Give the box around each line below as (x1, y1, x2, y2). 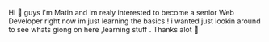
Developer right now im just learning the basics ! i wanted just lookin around (8, 16, 261, 26)
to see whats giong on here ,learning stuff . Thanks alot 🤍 (8, 25, 200, 34)
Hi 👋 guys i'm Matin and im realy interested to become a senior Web (8, 8, 234, 17)
